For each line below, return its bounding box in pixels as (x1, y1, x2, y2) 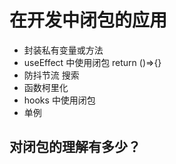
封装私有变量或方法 (23, 44, 104, 56)
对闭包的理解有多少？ (9, 139, 141, 156)
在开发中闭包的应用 (9, 9, 168, 32)
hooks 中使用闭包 (23, 94, 96, 106)
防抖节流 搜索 (23, 69, 80, 81)
